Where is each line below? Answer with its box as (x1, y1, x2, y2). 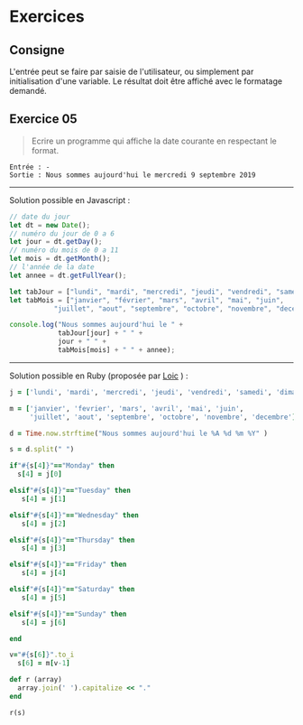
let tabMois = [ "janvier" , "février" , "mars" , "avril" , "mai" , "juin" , (9, 295, 285, 304)
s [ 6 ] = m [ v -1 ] (17, 659, 70, 668)
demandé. (9, 86, 47, 96)
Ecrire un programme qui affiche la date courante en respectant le (31, 135, 277, 146)
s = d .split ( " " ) (9, 445, 75, 454)
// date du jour (9, 212, 70, 221)
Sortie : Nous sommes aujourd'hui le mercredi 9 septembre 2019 (9, 170, 256, 180)
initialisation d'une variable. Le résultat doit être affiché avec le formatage (9, 76, 282, 87)
